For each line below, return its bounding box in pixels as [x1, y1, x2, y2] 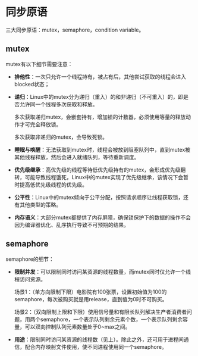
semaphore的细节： [5, 255, 55, 263]
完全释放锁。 [30, 120, 62, 128]
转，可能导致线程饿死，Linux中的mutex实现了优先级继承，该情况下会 [14, 173, 184, 180]
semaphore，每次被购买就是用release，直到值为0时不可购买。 [14, 295, 168, 302]
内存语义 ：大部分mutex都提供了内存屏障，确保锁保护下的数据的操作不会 [14, 214, 191, 221]
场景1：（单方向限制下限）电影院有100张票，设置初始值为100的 [14, 288, 167, 295]
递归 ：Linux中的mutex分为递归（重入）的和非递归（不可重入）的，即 [14, 93, 184, 100]
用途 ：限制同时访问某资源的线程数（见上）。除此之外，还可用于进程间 [14, 336, 184, 343]
